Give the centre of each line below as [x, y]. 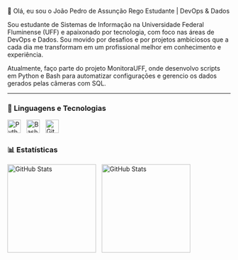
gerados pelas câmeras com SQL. [57, 83]
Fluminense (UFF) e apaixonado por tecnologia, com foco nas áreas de [111, 32]
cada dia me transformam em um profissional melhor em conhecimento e [114, 47]
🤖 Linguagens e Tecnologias [57, 108]
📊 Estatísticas [33, 150]
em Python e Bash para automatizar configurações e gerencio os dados [112, 76]
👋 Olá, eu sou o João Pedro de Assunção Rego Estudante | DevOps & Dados [119, 11]
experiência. [25, 54]
